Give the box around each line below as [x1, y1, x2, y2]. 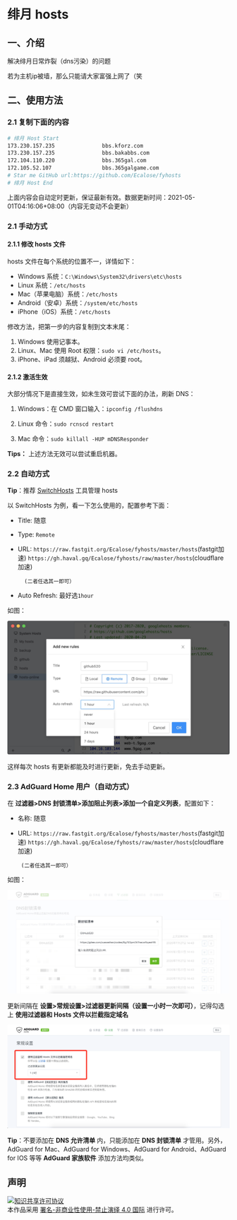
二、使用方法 [7, 95, 63, 107]
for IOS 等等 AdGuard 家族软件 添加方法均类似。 [7, 1154, 148, 1162]
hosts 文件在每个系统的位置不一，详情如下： [7, 257, 136, 265]
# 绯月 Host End [7, 179, 53, 186]
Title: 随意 [17, 516, 47, 525]
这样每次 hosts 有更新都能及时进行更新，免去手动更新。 [7, 762, 169, 770]
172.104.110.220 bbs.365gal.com [7, 157, 147, 165]
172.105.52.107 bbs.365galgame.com [7, 165, 159, 172]
